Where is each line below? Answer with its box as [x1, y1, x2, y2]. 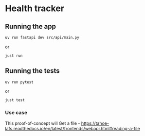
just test [5, 98, 25, 102]
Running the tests [5, 67, 60, 75]
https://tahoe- [81, 120, 109, 126]
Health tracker [5, 3, 65, 14]
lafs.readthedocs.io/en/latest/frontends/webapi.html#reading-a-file [5, 125, 140, 131]
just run [5, 53, 23, 58]
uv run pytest [5, 80, 34, 85]
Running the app [5, 22, 56, 31]
